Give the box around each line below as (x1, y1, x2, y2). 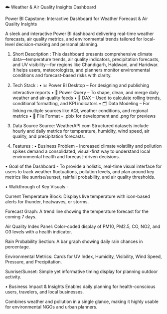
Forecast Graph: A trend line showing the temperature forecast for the (5, 208, 149, 214)
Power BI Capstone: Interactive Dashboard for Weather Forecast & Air (5, 16, 148, 22)
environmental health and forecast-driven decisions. (12, 154, 120, 159)
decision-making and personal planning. (15, 42, 99, 47)
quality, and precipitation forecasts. (12, 133, 85, 139)
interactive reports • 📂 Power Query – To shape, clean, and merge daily (12, 90, 159, 95)
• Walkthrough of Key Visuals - (5, 184, 69, 189)
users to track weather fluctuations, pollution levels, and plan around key (5, 169, 155, 174)
